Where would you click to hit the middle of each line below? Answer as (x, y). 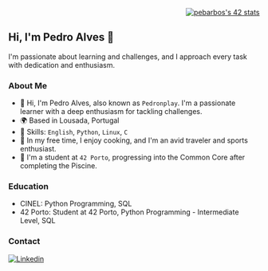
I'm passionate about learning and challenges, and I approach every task (128, 57)
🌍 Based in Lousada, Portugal (69, 120)
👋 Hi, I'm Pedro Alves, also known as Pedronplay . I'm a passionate (128, 103)
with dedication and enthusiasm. (62, 65)
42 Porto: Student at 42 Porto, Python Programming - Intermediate (129, 212)
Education (29, 187)
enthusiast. (38, 149)
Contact (24, 242)
